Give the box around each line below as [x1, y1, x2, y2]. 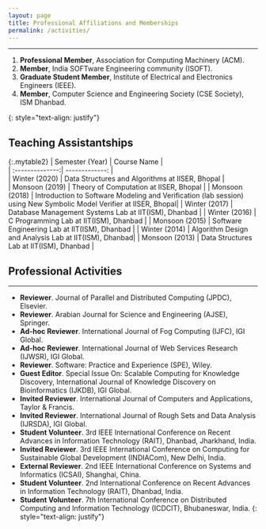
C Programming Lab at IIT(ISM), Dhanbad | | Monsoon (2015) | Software [8, 216, 242, 226]
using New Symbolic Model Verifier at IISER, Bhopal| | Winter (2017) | [8, 199, 234, 209]
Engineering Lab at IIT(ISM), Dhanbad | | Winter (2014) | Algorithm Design [8, 224, 249, 234]
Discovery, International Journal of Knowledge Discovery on [19, 378, 216, 386]
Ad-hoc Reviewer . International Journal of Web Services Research [19, 343, 238, 353]
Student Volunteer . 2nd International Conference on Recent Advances [19, 478, 251, 488]
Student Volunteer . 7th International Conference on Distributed [19, 495, 227, 504]
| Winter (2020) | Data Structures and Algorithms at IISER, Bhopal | [8, 174, 225, 183]
